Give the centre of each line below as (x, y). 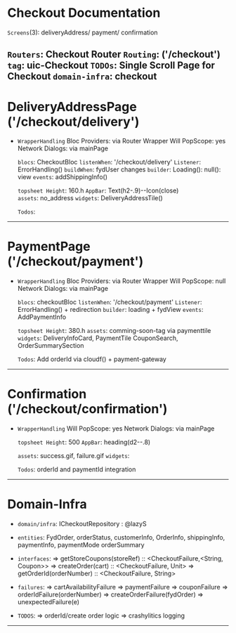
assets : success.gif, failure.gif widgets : (73, 456)
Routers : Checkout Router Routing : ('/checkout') (114, 54)
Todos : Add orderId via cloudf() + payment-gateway (92, 359)
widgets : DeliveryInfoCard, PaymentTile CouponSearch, (98, 338)
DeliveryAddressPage (72, 106)
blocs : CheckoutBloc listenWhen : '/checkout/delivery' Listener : (109, 162)
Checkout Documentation (84, 13)
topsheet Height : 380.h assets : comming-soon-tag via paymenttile (114, 331)
